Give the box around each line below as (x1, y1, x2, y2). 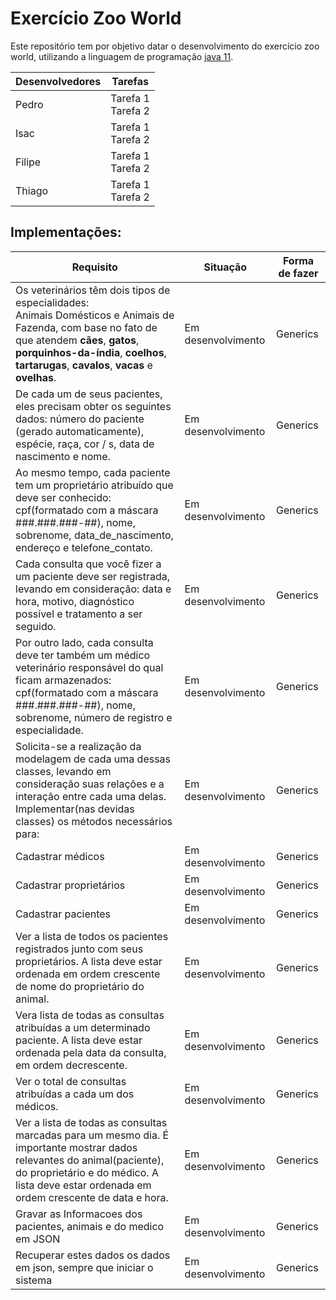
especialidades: (15, 295, 90, 309)
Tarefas (111, 74, 149, 88)
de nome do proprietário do (15, 979, 145, 993)
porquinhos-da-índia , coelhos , (15, 345, 167, 359)
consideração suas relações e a (15, 777, 165, 791)
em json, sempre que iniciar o (15, 1260, 154, 1274)
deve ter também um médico (15, 648, 151, 662)
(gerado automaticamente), (15, 424, 145, 438)
